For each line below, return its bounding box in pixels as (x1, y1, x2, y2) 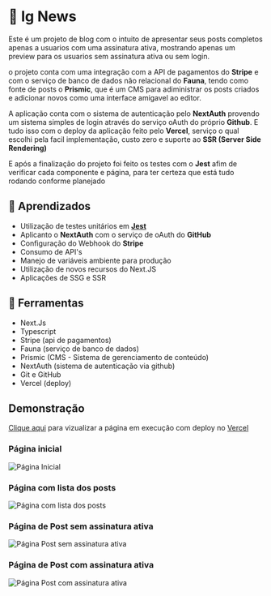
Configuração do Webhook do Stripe (19, 238, 144, 248)
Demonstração (8, 401, 85, 415)
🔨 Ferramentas (8, 296, 84, 311)
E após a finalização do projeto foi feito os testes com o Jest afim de (8, 158, 237, 169)
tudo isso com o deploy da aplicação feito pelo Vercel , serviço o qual (8, 126, 239, 135)
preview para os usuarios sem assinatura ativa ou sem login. (8, 51, 210, 61)
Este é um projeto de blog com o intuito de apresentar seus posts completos (8, 34, 263, 44)
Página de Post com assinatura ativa (8, 560, 155, 571)
